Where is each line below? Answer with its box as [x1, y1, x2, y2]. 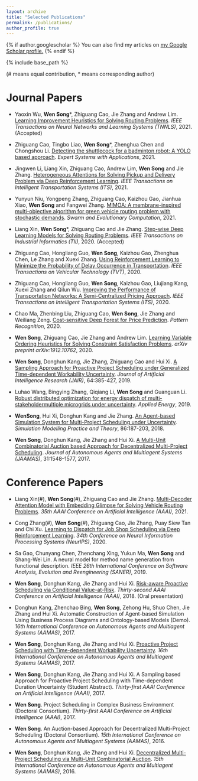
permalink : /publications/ [6, 19, 73, 25]
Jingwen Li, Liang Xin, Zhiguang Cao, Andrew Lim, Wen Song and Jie [14, 165, 184, 172]
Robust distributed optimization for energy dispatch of [14, 395, 147, 402]
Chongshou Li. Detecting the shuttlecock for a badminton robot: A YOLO [14, 147, 191, 154]
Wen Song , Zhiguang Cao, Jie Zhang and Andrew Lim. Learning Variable [14, 334, 192, 341]
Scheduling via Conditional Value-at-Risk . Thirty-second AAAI [14, 586, 166, 594]
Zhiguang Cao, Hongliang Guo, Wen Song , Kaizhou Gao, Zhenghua [14, 249, 179, 257]
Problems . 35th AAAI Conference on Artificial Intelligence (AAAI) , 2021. [14, 508, 189, 515]
